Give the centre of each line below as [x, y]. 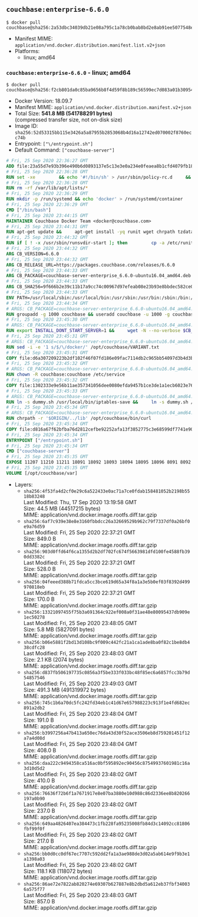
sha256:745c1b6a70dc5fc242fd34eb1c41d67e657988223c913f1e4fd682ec [107, 703]
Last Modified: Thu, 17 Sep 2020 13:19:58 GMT [80, 502]
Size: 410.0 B [39, 780]
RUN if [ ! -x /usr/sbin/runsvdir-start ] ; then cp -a [85, 243]
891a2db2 [34, 708]
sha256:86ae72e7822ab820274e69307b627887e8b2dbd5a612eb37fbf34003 [107, 884]
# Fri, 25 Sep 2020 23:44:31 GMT [47, 226]
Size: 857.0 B [39, 901]
